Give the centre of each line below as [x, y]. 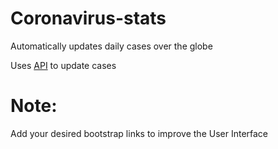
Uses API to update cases [63, 65]
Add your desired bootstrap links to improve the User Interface [139, 133]
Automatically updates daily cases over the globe [111, 46]
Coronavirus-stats [88, 18]
